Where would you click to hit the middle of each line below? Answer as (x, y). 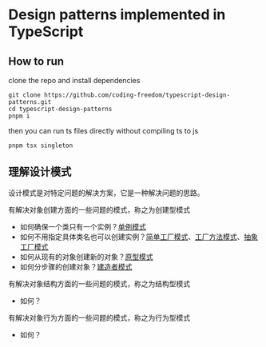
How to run (36, 61)
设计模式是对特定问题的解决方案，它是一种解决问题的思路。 (106, 193)
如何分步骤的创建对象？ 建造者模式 (76, 266)
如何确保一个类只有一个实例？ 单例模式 (83, 226)
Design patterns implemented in (117, 15)
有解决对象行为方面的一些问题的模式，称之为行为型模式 (99, 317)
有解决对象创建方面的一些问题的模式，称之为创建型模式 (99, 209)
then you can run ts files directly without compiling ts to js (103, 131)
